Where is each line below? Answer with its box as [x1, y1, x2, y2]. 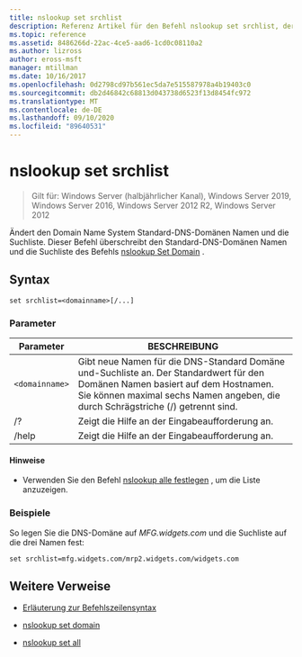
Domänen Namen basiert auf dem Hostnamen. [77, 378, 274, 391]
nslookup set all [22, 637, 81, 648]
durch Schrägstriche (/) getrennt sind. [77, 400, 238, 413]
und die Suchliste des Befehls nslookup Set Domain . [9, 246, 205, 256]
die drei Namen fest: [9, 536, 85, 547]
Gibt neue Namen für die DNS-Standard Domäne [77, 355, 286, 368]
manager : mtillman [9, 64, 78, 73]
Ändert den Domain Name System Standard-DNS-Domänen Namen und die [9, 227, 289, 238]
